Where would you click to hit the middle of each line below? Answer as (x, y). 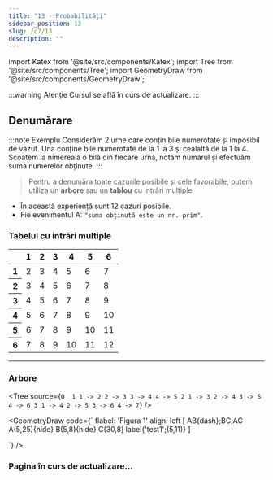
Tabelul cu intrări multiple (60, 235)
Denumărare (41, 120)
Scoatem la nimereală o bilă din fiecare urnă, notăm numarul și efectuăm (130, 157)
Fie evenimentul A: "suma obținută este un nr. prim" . (111, 215)
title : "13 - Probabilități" (58, 16)
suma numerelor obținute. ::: (56, 166)
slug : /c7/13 (30, 31)
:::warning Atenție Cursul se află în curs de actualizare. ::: (104, 95)
